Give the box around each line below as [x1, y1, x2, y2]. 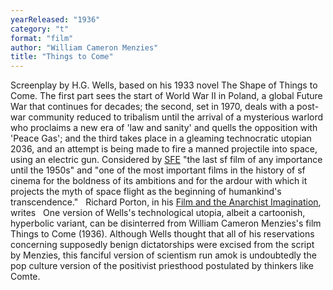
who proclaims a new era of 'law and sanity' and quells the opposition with [10, 122, 318, 134]
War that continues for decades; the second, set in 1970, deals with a [10, 101, 295, 113]
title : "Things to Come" [10, 52, 114, 62]
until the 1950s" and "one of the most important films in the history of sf [10, 164, 306, 176]
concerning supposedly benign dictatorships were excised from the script [10, 239, 315, 251]
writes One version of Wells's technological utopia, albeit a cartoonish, [10, 207, 306, 219]
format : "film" [10, 33, 74, 43]
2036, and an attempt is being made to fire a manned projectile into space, [10, 143, 318, 155]
